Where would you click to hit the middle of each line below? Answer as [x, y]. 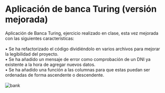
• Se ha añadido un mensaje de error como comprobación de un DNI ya [78, 59]
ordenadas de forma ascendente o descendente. [55, 75]
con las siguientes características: [40, 38]
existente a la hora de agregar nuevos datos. [50, 64]
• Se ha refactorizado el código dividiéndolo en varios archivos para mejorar [82, 49]
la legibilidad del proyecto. [32, 54]
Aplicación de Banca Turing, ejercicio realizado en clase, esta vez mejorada [82, 33]
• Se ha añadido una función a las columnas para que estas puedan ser [78, 69]
